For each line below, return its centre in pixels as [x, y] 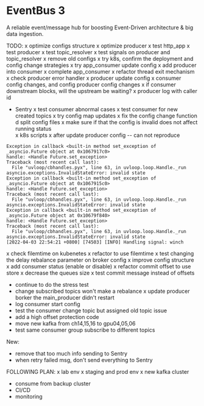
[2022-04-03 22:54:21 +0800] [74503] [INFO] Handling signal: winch [95, 242]
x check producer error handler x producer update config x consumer [94, 78]
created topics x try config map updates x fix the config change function [106, 116]
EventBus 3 [36, 11]
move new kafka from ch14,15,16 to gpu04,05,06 [75, 323]
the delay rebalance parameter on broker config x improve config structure [100, 260]
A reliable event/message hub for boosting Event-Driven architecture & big [100, 27]
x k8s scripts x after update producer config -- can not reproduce [97, 135]
